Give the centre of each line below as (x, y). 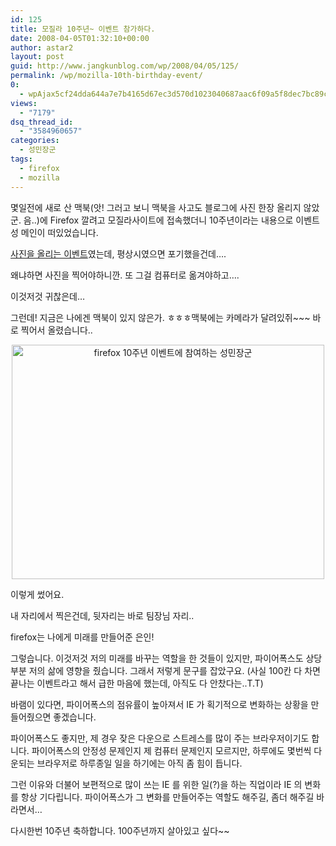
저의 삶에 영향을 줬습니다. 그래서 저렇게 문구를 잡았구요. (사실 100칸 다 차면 (174, 670)
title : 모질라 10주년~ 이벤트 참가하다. (83, 29)
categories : (35, 141)
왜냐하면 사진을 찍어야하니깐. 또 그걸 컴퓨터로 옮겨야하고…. (125, 275)
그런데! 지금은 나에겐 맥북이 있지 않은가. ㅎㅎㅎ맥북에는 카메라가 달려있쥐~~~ (160, 317)
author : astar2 (42, 47)
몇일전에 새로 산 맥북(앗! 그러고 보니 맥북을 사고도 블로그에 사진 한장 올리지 (156, 207)
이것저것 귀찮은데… (48, 296)
